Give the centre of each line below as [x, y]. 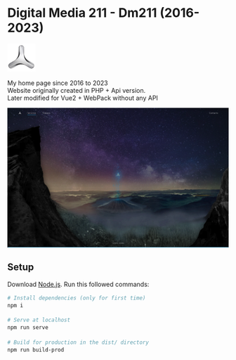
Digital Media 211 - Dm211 [82, 13]
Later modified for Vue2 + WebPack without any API [83, 98]
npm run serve [28, 328]
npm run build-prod [36, 349]
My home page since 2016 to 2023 [58, 83]
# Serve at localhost [39, 320]
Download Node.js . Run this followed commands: [78, 284]
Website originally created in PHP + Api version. [77, 90]
